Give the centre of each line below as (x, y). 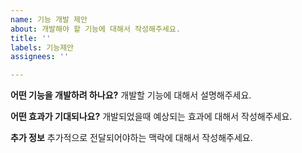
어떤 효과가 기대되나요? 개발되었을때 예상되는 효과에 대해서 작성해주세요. (151, 117)
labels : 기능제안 (42, 47)
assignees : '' (40, 57)
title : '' (31, 38)
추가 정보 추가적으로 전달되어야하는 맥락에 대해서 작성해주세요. (131, 138)
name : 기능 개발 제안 (49, 19)
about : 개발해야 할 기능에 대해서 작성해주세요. (95, 29)
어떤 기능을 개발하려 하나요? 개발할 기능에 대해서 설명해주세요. (131, 95)
